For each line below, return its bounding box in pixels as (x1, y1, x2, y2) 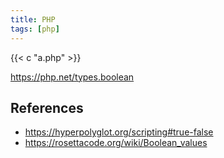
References (10, 99, 84, 116)
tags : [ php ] (10, 24, 60, 34)
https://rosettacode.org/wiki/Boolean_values (24, 137, 208, 149)
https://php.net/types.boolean (10, 71, 135, 83)
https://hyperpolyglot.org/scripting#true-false (24, 126, 214, 138)
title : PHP (10, 14, 56, 25)
